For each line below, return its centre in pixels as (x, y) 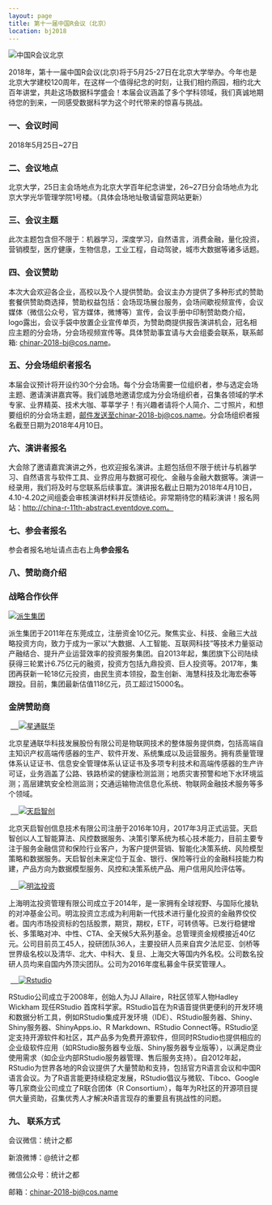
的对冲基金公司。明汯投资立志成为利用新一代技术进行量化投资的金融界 (125, 913)
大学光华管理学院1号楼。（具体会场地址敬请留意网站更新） (110, 197)
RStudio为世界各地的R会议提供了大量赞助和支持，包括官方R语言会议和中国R (135, 1067)
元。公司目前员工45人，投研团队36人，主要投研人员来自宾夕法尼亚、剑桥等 (134, 943)
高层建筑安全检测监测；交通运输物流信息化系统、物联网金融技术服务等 (139, 784)
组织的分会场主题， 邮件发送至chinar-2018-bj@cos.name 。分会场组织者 (134, 415)
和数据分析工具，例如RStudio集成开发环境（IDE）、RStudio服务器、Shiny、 (133, 1017)
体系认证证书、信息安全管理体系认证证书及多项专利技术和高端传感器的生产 (132, 763)
